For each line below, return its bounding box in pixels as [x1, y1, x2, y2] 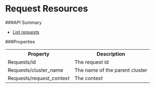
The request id [74, 58, 109, 65]
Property [28, 50, 50, 57]
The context [74, 75, 103, 82]
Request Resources [5, 3, 88, 14]
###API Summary [5, 19, 42, 25]
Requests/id [8, 58, 36, 65]
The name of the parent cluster [74, 67, 147, 74]
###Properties [5, 38, 35, 45]
